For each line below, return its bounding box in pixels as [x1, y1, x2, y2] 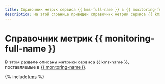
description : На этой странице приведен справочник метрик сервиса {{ [5, 12, 153, 17]
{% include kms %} [5, 74, 44, 80]
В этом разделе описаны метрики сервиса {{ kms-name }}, [5, 59, 129, 65]
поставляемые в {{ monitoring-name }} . [5, 64, 87, 70]
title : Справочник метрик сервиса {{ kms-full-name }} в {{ [5, 7, 131, 12]
